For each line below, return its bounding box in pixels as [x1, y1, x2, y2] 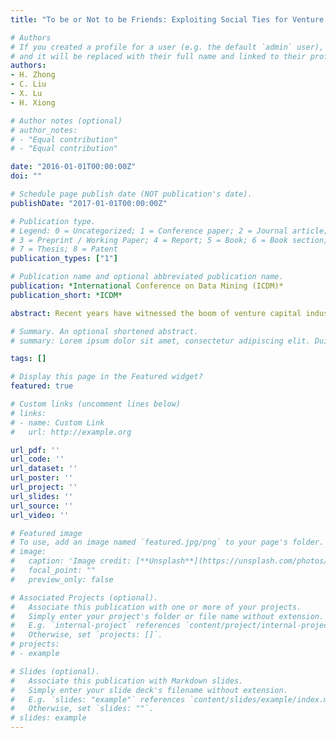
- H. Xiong [10, 97, 56, 108]
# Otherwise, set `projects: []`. [10, 630, 163, 640]
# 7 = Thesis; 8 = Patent [10, 244, 118, 255]
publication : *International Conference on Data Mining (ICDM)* [10, 281, 284, 291]
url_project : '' [10, 482, 78, 492]
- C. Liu [10, 79, 47, 90]
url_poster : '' [10, 473, 74, 483]
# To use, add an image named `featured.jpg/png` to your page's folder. [10, 537, 325, 548]
